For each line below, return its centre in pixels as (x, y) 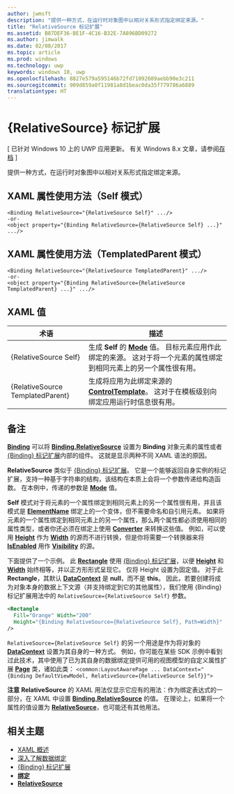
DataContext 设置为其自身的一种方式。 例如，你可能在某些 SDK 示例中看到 (115, 651)
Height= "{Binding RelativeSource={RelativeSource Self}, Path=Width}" (118, 622)
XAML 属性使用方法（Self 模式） (78, 196)
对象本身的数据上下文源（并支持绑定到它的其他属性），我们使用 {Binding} (117, 587)
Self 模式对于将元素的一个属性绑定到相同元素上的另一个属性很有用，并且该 (115, 503)
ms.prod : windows (32, 59)
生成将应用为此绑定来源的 (130, 381)
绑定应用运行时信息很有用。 (134, 402)
